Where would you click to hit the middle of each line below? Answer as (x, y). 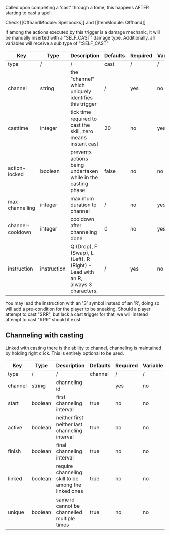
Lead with (82, 272)
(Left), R (80, 259)
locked (16, 174)
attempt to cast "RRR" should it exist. (44, 319)
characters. (84, 291)
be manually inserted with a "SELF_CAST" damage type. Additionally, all (80, 38)
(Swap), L (82, 253)
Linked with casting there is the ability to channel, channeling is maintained (83, 348)
